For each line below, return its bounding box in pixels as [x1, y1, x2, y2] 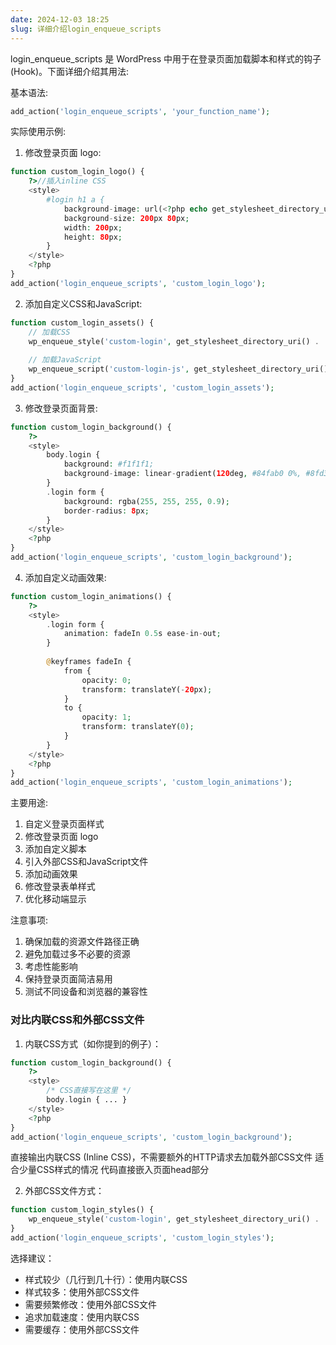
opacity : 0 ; [81, 675, 132, 685]
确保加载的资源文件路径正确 [24, 936, 140, 948]
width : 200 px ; [63, 222, 123, 233]
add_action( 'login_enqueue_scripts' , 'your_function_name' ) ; [10, 106, 271, 116]
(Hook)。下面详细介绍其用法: [10, 65, 130, 77]
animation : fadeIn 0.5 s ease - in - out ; [63, 629, 222, 639]
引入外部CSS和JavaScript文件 [24, 856, 149, 868]
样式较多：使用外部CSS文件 [24, 1286, 140, 1298]
